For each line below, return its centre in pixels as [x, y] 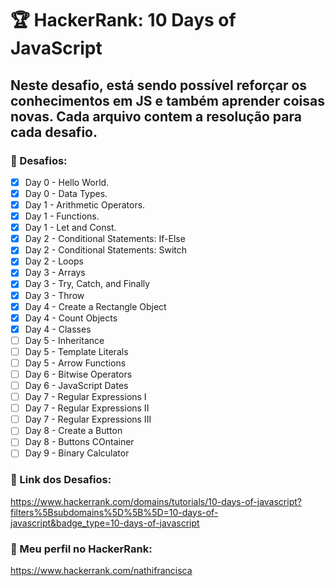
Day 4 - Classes [58, 329]
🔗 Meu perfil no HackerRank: [81, 549]
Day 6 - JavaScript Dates [76, 385]
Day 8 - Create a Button [73, 431]
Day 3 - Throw [54, 295]
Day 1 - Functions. [62, 216]
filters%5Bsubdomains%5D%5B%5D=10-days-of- [114, 512]
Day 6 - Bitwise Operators [78, 374]
